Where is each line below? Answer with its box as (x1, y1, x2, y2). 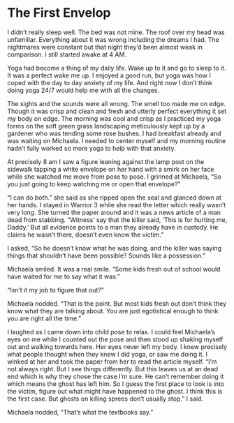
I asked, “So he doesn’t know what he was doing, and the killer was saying (7, 244, 222, 252)
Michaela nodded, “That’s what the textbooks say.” (7, 408, 154, 416)
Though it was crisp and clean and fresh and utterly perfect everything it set (7, 107, 227, 115)
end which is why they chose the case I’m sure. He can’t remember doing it (7, 372, 224, 380)
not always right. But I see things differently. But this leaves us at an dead (7, 364, 219, 373)
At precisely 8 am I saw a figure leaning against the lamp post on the (7, 157, 205, 165)
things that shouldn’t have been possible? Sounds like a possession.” (7, 251, 206, 260)
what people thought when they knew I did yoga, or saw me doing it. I (7, 350, 208, 358)
